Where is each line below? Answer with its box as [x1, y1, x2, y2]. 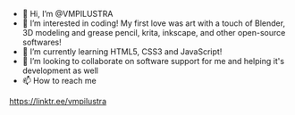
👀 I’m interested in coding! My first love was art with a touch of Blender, [21, 18, 286, 29]
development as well [21, 65, 98, 76]
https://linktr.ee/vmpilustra [9, 96, 107, 106]
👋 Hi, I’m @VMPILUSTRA [21, 9, 114, 19]
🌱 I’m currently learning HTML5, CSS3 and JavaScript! [21, 46, 223, 57]
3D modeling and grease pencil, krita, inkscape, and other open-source [21, 28, 286, 37]
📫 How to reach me [21, 76, 97, 86]
